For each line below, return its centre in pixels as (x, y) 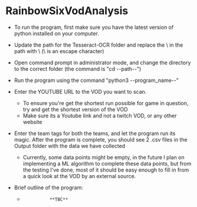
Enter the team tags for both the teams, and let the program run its (95, 133)
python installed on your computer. (57, 33)
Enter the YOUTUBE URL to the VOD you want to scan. (80, 91)
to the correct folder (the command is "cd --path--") (78, 68)
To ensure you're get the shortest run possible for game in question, (106, 103)
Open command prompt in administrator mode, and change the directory (102, 63)
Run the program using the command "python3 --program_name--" (96, 80)
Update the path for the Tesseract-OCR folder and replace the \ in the (98, 45)
